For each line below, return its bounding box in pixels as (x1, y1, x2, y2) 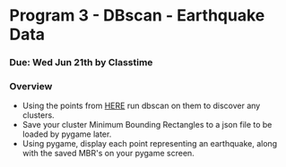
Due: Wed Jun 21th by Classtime (9, 56, 153, 69)
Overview (9, 80, 53, 93)
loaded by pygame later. (22, 129, 112, 139)
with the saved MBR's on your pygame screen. (22, 148, 195, 159)
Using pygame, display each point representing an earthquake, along (22, 138, 278, 149)
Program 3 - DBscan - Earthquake (9, 5, 265, 26)
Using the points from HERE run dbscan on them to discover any (22, 100, 261, 112)
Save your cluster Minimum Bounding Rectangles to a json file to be (22, 120, 273, 130)
